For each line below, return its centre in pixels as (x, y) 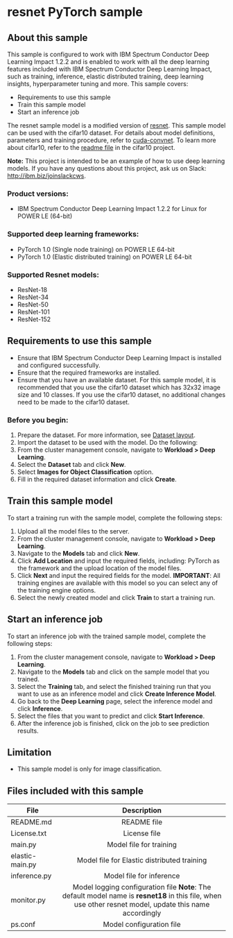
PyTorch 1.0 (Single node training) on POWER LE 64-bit (96, 249)
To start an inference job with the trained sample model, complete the (107, 636)
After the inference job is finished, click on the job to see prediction (113, 723)
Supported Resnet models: (53, 275)
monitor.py (28, 901)
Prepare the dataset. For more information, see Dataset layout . (106, 435)
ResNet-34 (33, 297)
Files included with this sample (75, 791)
